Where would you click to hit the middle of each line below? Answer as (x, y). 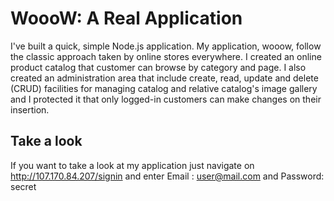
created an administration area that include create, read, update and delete (164, 78)
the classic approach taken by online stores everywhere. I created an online (166, 56)
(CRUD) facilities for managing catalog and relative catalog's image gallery (164, 88)
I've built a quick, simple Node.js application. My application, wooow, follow (166, 46)
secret (23, 186)
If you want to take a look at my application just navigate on (132, 165)
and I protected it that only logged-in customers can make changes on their (166, 99)
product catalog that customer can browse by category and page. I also (158, 67)
